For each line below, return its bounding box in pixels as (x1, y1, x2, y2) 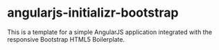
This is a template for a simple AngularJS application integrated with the (7, 28, 213, 36)
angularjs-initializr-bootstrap (7, 5, 179, 21)
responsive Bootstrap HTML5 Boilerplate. (7, 35, 125, 43)
